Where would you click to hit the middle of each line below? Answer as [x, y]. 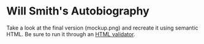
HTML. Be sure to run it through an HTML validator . [71, 34]
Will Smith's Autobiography [78, 11]
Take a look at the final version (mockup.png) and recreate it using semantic [102, 28]
